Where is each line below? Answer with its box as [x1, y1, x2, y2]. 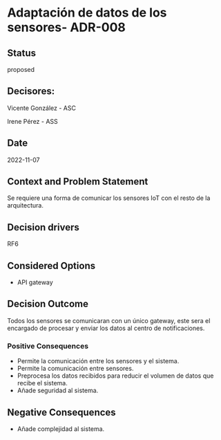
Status [7, 47, 37, 59]
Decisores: [7, 85, 55, 98]
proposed [7, 66, 35, 73]
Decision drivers [7, 221, 79, 233]
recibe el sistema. [17, 379, 68, 387]
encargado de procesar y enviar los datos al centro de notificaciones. [7, 324, 205, 332]
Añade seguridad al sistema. [17, 386, 99, 395]
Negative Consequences [7, 406, 116, 418]
